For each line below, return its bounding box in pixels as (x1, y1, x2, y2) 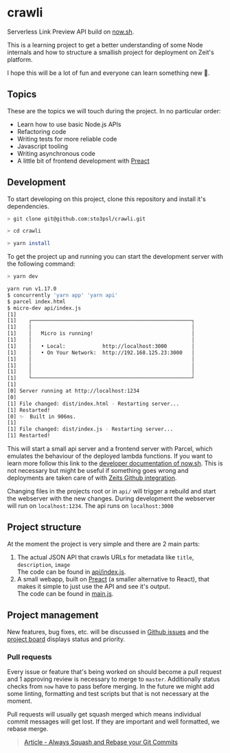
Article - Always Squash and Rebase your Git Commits (23, 738, 179, 746)
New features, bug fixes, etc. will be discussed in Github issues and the (7, 627, 209, 636)
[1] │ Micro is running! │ (7, 330, 195, 337)
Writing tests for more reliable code (16, 135, 117, 143)
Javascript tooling (16, 142, 69, 150)
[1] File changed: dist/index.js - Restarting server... (7, 426, 174, 433)
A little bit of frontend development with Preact (16, 157, 150, 165)
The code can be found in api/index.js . (16, 568, 126, 576)
